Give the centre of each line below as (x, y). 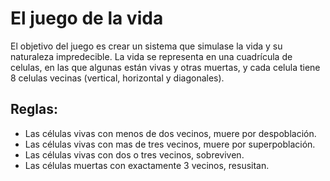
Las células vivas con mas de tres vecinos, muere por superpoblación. (170, 144)
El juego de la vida (87, 18)
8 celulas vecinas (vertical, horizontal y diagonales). (117, 78)
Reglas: (34, 109)
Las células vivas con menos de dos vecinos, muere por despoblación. (170, 133)
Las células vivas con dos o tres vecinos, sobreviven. (134, 154)
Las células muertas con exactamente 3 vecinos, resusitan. (147, 165)
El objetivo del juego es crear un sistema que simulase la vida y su (146, 46)
